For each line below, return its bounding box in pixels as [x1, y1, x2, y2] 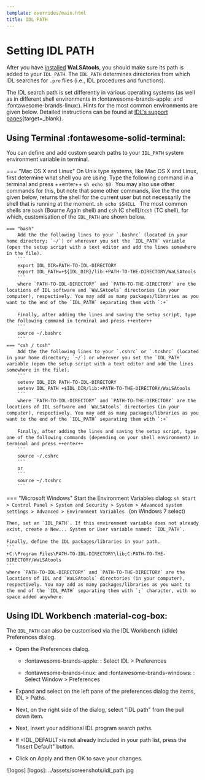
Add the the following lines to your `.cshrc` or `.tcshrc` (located [17, 349, 199, 355]
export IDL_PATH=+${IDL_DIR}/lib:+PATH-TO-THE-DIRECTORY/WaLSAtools [17, 269, 196, 275]
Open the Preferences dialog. [15, 645, 90, 653]
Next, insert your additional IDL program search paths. [15, 725, 153, 732]
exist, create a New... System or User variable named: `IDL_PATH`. [6, 526, 185, 532]
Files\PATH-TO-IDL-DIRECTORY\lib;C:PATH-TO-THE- [39, 551, 166, 557]
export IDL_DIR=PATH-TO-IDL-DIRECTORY [17, 263, 117, 269]
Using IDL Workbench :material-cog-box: [6, 610, 168, 621]
